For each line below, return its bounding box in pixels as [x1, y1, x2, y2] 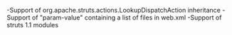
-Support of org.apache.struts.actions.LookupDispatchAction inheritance [6, 6, 221, 14]
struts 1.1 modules [6, 21, 58, 29]
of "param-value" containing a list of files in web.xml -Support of [31, 13, 222, 22]
